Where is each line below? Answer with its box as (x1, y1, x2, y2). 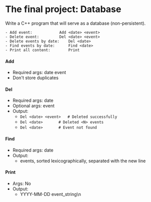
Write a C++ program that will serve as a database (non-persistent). (5, 20, 146, 26)
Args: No (12, 180, 31, 186)
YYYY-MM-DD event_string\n (20, 191, 82, 197)
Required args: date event (12, 70, 66, 76)
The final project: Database (5, 4, 122, 15)
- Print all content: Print (5, 47, 80, 52)
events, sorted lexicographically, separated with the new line (20, 158, 146, 164)
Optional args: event (12, 103, 55, 109)
